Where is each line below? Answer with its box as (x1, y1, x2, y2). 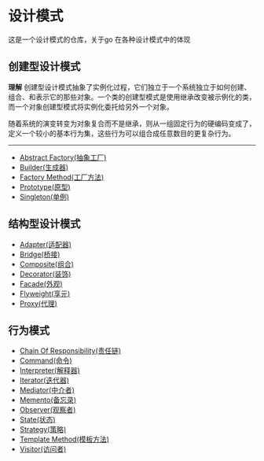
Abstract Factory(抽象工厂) (19, 153, 107, 162)
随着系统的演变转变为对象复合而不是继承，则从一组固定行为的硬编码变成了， (8, 119, 256, 128)
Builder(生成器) (19, 162, 69, 171)
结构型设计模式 (8, 217, 81, 230)
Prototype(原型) (19, 182, 71, 191)
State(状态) (19, 415, 57, 425)
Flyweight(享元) (19, 289, 71, 298)
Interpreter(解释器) (19, 366, 80, 375)
